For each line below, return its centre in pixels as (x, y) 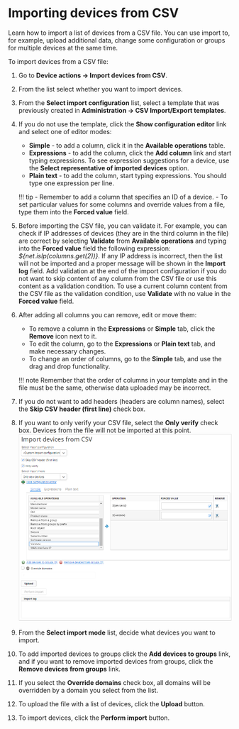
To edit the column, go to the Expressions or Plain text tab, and (122, 344)
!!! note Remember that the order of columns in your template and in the (123, 380)
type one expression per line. (71, 183)
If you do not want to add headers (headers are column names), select (121, 401)
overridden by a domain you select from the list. (88, 691)
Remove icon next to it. (63, 336)
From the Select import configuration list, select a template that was (119, 103)
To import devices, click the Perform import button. (94, 718)
